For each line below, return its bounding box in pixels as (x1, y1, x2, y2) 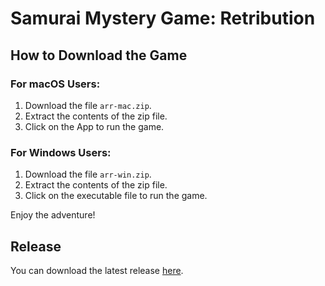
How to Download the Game (10, 47, 188, 64)
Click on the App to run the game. (24, 120, 165, 132)
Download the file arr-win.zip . (24, 168, 152, 181)
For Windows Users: (10, 145, 112, 159)
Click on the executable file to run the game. (24, 190, 208, 202)
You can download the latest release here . (10, 264, 184, 276)
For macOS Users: (10, 77, 101, 91)
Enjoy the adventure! (10, 209, 96, 221)
